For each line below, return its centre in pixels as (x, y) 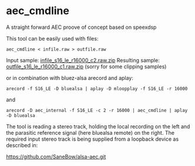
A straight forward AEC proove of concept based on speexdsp (81, 27)
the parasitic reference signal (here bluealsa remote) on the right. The (90, 132)
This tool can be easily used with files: (52, 38)
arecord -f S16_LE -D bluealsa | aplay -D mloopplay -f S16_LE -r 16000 (97, 89)
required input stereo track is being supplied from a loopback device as (93, 139)
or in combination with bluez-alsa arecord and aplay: (70, 78)
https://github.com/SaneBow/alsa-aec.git (56, 157)
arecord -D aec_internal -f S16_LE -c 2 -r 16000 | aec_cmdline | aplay (97, 110)
